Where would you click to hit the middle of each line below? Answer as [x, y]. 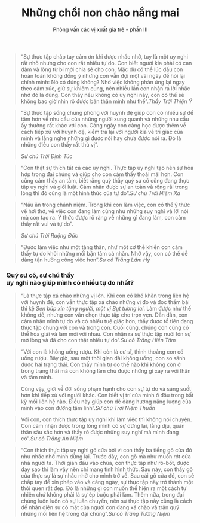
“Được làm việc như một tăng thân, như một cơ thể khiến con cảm [102, 247]
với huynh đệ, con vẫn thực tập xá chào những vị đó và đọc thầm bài [105, 302]
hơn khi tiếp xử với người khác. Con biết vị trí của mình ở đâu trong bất [107, 396]
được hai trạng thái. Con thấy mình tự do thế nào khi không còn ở [101, 364]
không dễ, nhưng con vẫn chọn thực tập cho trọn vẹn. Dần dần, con [104, 315]
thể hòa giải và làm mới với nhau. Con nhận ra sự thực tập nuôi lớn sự [106, 334]
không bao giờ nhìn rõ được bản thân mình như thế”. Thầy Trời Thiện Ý [107, 101]
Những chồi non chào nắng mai [100, 13]
